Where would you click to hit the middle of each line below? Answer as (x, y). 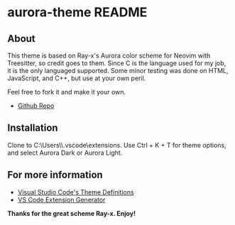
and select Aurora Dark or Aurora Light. (65, 153)
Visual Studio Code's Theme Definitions (76, 192)
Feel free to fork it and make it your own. (67, 92)
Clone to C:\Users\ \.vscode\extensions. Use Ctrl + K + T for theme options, (117, 145)
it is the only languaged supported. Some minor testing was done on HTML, (118, 71)
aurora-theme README (77, 12)
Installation (33, 128)
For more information (55, 175)
